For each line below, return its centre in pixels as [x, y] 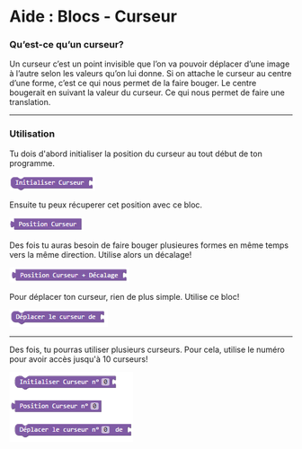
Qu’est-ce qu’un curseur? [67, 45]
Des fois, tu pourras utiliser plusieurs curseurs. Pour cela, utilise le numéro [147, 349]
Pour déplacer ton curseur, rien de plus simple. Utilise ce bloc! [124, 296]
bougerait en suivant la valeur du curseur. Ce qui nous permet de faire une [147, 92]
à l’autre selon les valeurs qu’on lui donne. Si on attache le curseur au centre [151, 74]
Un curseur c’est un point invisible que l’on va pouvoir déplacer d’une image [150, 64]
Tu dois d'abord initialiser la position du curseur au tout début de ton [136, 154]
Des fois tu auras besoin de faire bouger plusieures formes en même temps [149, 245]
